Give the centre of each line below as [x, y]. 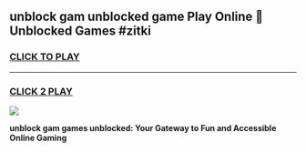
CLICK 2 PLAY [41, 91]
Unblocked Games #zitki [81, 31]
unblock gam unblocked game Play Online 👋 [137, 17]
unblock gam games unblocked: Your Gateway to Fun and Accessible [143, 127]
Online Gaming [38, 137]
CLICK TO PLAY [45, 57]
